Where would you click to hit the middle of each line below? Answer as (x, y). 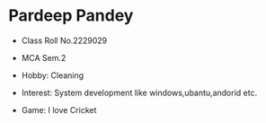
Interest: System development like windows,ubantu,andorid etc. (139, 92)
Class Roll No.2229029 (64, 40)
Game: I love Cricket (59, 110)
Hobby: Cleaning (53, 75)
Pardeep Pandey (71, 16)
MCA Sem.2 (44, 57)
